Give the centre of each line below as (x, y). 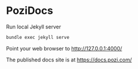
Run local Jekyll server (34, 27)
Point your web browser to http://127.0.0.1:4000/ (64, 48)
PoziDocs (30, 11)
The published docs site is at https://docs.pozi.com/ (69, 60)
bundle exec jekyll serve (38, 37)
